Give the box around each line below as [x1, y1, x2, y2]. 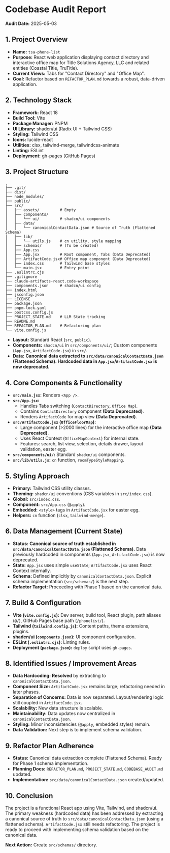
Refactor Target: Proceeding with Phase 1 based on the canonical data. [12, 584, 162, 590]
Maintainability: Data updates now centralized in [12, 710, 116, 717]
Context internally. [12, 567, 51, 574]
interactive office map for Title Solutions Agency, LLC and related [12, 60, 149, 66]
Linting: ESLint [12, 147, 44, 153]
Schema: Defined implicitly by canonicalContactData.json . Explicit [12, 573, 152, 579]
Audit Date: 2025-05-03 [5, 20, 57, 26]
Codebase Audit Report [5, 4, 107, 15]
